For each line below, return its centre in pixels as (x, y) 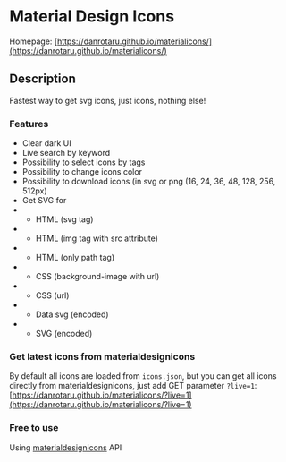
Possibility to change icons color (82, 172)
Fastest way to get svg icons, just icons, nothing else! (108, 100)
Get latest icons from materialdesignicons (102, 356)
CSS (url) (52, 295)
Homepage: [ (34, 41)
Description (42, 79)
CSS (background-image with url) (97, 277)
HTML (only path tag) (75, 258)
